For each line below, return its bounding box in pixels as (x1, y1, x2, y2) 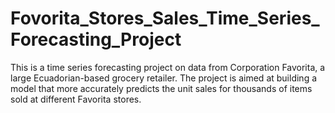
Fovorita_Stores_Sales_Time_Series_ (10, 7, 320, 30)
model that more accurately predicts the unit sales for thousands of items (10, 82, 313, 94)
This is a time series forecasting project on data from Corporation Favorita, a (10, 61, 326, 73)
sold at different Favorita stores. (10, 93, 142, 105)
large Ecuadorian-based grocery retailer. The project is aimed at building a (10, 72, 318, 84)
